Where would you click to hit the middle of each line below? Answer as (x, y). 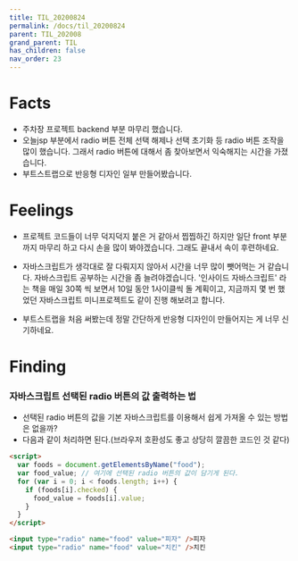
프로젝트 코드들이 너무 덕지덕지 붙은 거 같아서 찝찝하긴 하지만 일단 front (146, 236)
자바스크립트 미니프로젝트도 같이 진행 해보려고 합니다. (132, 299)
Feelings (41, 210)
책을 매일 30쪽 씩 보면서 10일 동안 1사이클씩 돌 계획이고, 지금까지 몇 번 (154, 289)
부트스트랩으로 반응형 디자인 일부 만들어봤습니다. (107, 173)
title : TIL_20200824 (48, 17)
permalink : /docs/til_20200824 (67, 26)
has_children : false (48, 51)
